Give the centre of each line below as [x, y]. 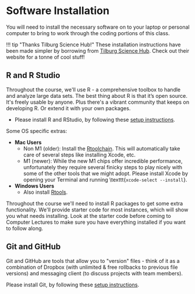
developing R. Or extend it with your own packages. [68, 108]
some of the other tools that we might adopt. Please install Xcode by [106, 173]
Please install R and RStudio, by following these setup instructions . [95, 119]
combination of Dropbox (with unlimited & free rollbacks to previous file [92, 267]
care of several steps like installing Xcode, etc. [79, 155]
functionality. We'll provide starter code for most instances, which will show [97, 210]
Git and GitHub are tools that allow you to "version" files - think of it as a [93, 261]
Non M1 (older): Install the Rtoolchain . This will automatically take [102, 148]
